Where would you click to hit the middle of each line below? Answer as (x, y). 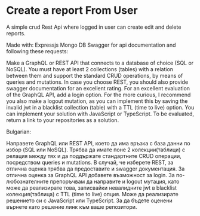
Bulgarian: (19, 132)
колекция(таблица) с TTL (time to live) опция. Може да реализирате (93, 194)
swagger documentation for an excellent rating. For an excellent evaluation (98, 88)
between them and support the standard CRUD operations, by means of (95, 75)
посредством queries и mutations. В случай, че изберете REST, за (90, 162)
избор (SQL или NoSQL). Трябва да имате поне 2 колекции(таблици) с (96, 150)
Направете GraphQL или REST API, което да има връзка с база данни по (98, 143)
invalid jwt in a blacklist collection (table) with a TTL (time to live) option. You (100, 107)
